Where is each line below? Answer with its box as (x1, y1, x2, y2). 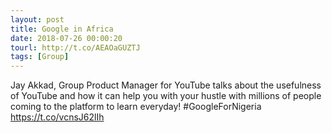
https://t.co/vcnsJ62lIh (10, 111, 105, 123)
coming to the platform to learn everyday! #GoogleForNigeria (10, 101, 262, 113)
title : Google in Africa (10, 24, 114, 34)
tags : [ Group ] (10, 52, 70, 62)
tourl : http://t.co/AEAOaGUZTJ (10, 42, 141, 53)
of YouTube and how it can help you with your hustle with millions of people (10, 90, 322, 102)
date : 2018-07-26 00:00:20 (10, 33, 123, 43)
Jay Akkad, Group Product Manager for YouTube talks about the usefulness (10, 79, 322, 91)
